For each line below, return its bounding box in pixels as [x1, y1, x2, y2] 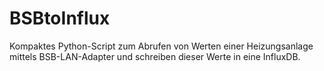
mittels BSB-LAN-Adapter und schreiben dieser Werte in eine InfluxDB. [9, 50, 301, 62]
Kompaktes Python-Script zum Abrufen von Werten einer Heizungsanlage [9, 40, 314, 52]
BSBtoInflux [9, 7, 111, 30]
